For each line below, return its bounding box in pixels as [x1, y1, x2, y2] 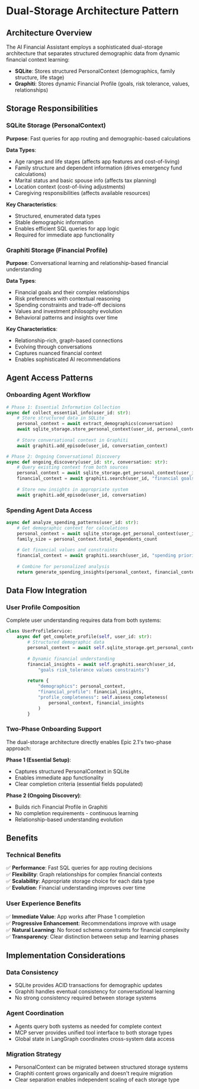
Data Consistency [6, 968, 59, 976]
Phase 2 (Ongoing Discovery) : [6, 791, 82, 799]
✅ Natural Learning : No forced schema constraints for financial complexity [6, 926, 190, 933]
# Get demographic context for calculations [17, 525, 129, 531]
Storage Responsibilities [6, 104, 98, 114]
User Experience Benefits [6, 899, 81, 908]
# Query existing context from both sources [17, 464, 129, 471]
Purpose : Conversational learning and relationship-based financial [6, 259, 169, 266]
